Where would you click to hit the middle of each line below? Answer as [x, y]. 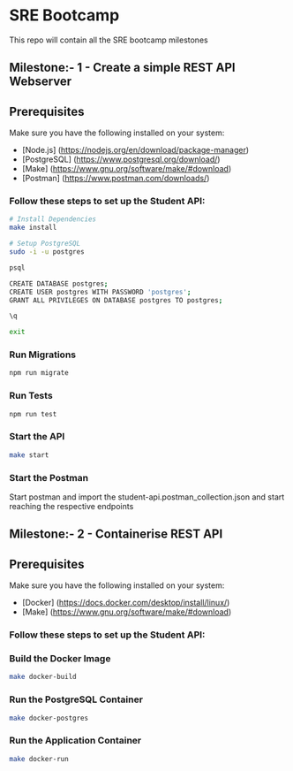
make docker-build [43, 677]
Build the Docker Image [60, 659]
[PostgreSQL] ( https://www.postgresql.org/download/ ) [121, 159]
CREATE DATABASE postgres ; [59, 284]
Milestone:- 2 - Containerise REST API [116, 534]
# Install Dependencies [53, 219]
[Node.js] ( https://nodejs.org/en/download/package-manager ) [135, 150]
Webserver [41, 82]
